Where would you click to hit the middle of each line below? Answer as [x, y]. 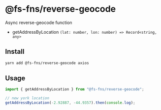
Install [15, 52]
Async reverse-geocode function [39, 22]
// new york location [27, 98]
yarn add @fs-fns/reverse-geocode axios [47, 63]
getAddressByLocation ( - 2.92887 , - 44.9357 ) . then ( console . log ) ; [70, 103]
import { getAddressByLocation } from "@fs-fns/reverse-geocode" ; [75, 89]
